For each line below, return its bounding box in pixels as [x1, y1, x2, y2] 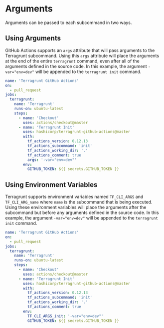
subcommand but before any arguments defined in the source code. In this [5, 209, 159, 215]
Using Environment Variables [5, 180, 98, 189]
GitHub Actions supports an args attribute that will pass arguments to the [5, 47, 155, 53]
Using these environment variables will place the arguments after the [5, 204, 147, 210]
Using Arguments [5, 34, 61, 42]
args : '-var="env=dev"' [27, 157, 77, 162]
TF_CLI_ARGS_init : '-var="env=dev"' [27, 313, 104, 318]
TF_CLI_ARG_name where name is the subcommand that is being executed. [5, 199, 153, 205]
